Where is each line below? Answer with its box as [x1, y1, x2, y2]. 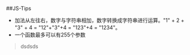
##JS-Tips [6, 5, 32, 12]
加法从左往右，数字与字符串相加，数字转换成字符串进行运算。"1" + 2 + [14, 17, 185, 24]
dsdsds [20, 43, 39, 50]
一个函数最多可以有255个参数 [14, 31, 86, 38]
